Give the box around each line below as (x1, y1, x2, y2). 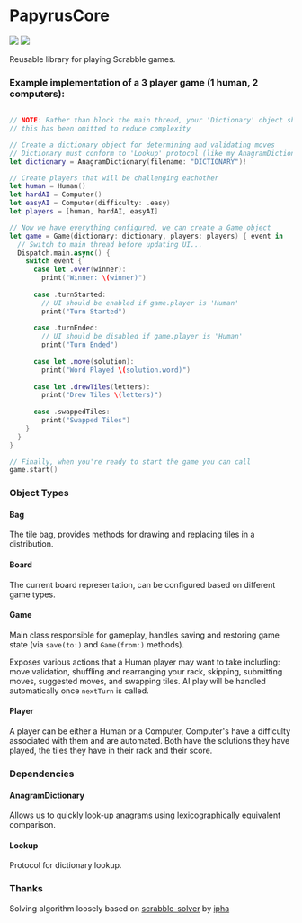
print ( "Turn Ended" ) (41, 340, 119, 349)
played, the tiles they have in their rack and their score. (9, 745, 213, 756)
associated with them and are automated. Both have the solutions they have (9, 736, 290, 747)
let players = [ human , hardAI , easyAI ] (9, 207, 159, 216)
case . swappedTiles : (32, 407, 111, 417)
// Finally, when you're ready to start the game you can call (9, 457, 252, 466)
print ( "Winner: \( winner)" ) (41, 274, 147, 283)
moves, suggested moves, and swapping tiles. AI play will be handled (9, 675, 267, 686)
